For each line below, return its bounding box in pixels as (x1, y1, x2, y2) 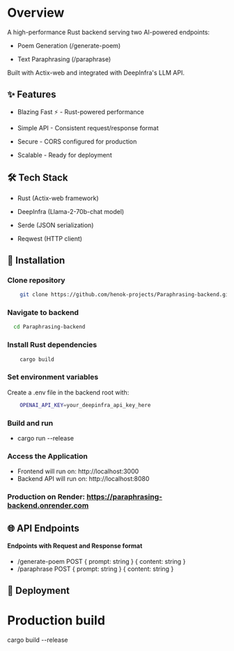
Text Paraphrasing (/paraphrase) (17, 54, 111, 63)
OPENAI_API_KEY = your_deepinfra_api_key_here (19, 401, 151, 408)
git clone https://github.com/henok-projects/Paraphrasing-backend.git (19, 291, 232, 298)
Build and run (7, 418, 54, 428)
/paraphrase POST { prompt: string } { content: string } (17, 565, 174, 573)
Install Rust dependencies (7, 340, 97, 350)
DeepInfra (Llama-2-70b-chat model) (17, 207, 125, 215)
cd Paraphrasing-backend (13, 323, 86, 330)
